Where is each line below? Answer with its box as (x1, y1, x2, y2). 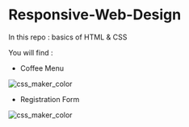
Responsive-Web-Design (8, 6, 182, 24)
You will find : (8, 47, 53, 57)
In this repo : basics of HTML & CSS (8, 32, 128, 42)
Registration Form (19, 94, 80, 104)
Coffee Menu (19, 63, 65, 73)
